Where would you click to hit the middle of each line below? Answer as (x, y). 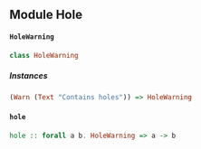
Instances (29, 76)
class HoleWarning (44, 55)
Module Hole (46, 15)
